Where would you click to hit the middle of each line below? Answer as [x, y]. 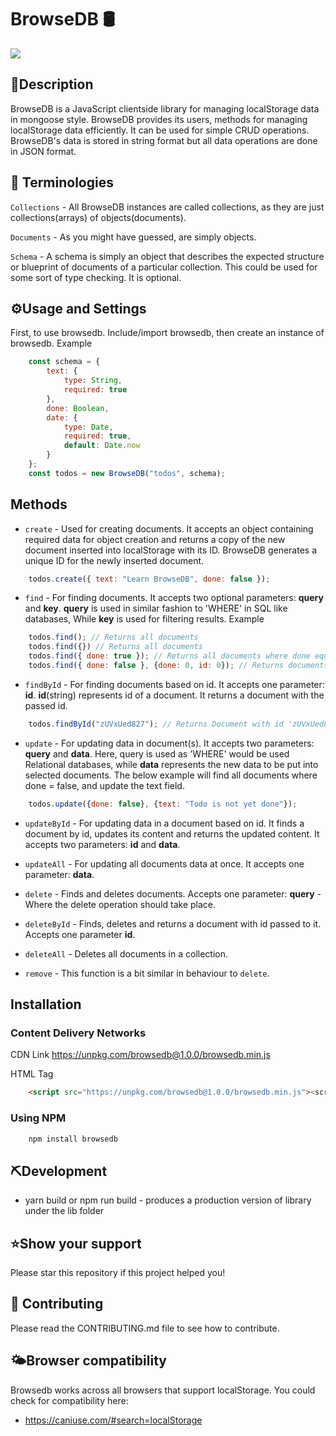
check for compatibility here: [69, 1400]
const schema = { [64, 362]
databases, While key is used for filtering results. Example [144, 619]
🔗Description [52, 84]
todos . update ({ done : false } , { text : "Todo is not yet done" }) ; [163, 804]
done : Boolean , [78, 408]
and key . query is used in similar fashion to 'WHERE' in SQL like [156, 608]
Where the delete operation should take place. [120, 904]
